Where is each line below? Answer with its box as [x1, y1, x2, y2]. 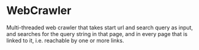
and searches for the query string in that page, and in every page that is [6, 30, 188, 37]
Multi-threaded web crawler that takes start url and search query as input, [6, 24, 193, 31]
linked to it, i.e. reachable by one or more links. [6, 37, 124, 44]
